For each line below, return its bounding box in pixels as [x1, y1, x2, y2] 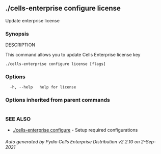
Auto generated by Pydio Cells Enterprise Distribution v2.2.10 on [5, 138, 140, 144]
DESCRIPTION [5, 42, 36, 48]
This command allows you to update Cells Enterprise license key [5, 52, 141, 58]
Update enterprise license [5, 17, 60, 23]
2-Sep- [141, 138, 156, 144]
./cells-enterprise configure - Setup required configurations [12, 127, 138, 133]
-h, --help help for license [10, 85, 76, 90]
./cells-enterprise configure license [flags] [5, 61, 106, 67]
